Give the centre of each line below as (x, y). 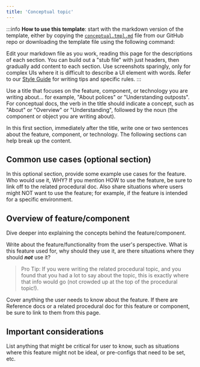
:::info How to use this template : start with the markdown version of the (95, 29)
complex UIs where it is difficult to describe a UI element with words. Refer (98, 72)
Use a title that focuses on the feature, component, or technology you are (97, 90)
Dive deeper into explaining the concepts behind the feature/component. (96, 233)
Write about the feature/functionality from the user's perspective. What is (97, 245)
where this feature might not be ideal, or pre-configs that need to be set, (96, 353)
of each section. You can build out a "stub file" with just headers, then (93, 60)
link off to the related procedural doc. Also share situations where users (95, 187)
